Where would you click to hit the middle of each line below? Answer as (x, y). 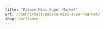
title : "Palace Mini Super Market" (42, 10)
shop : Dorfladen (22, 19)
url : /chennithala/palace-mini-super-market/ (52, 14)
